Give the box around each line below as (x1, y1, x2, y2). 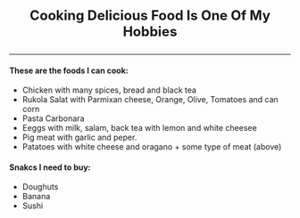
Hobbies (122, 23, 178, 40)
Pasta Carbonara (21, 113, 85, 124)
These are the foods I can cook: (9, 65, 129, 76)
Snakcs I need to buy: (9, 162, 91, 173)
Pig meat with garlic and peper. (21, 132, 137, 143)
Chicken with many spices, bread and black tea (21, 85, 196, 95)
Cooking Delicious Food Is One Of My (29, 7, 271, 24)
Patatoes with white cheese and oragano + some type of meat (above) (21, 141, 282, 152)
